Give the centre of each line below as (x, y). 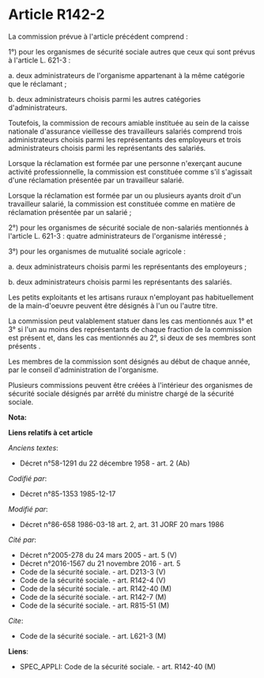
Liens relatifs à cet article (51, 432)
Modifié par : (28, 509)
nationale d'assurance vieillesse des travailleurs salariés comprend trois (125, 131)
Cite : (16, 620)
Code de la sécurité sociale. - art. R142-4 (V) (92, 580)
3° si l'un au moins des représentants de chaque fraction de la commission (130, 329)
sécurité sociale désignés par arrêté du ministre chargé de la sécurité (121, 394)
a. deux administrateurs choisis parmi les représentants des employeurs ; (128, 266)
